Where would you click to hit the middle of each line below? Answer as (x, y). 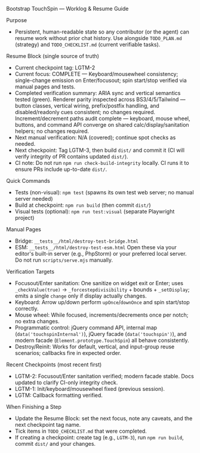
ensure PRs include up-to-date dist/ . (61, 169)
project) (24, 218)
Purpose (17, 20)
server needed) (34, 199)
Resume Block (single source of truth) (53, 56)
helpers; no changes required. (52, 131)
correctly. (27, 308)
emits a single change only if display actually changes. (81, 296)
